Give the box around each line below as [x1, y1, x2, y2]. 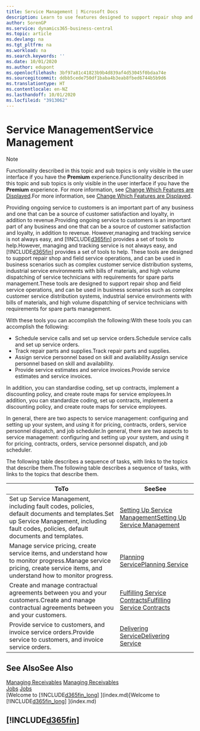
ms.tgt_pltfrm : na [6, 42, 52, 48]
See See [144, 484, 167, 493]
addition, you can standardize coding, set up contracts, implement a [6, 397, 173, 404]
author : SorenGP [6, 20, 46, 26]
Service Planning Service [120, 560, 189, 568]
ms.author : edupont [6, 64, 55, 70]
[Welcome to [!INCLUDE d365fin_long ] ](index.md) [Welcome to [6, 692, 160, 699]
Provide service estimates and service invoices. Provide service [14, 366, 170, 373]
